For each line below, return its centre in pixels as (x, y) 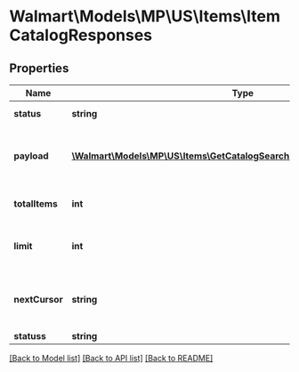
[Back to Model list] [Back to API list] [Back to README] (111, 358)
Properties (39, 68)
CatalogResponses (81, 35)
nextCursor (39, 299)
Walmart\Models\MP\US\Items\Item (145, 16)
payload (31, 156)
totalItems (36, 204)
